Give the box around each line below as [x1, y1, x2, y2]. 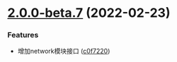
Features [7, 30, 39, 40]
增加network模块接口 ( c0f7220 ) [17, 47, 110, 56]
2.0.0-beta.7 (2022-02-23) [7, 5, 171, 21]
